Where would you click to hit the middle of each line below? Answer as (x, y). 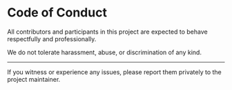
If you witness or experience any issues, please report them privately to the (115, 72)
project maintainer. (34, 79)
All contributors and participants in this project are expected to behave (108, 32)
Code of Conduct (57, 13)
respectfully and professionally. (52, 38)
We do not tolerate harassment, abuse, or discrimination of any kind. (105, 52)
